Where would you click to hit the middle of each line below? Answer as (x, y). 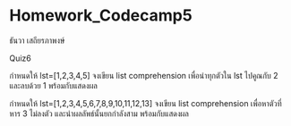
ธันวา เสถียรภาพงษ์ (37, 40)
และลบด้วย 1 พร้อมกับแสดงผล (54, 85)
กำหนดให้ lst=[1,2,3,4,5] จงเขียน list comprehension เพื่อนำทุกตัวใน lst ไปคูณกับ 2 (144, 75)
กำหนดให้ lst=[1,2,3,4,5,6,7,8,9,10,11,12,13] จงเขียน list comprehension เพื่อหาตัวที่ (145, 103)
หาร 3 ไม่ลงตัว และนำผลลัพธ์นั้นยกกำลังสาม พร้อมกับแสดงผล (99, 113)
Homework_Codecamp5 (101, 16)
